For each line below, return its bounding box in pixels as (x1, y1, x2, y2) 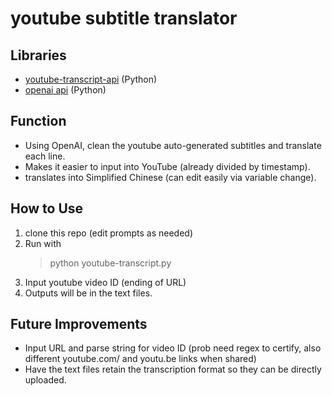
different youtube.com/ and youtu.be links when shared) (24, 353, 257, 365)
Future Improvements (10, 316, 148, 333)
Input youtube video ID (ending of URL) (24, 276, 187, 288)
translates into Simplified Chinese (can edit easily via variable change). (24, 171, 317, 183)
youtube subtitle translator (10, 7, 238, 30)
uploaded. (24, 374, 67, 386)
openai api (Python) (24, 84, 107, 96)
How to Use (10, 200, 84, 217)
